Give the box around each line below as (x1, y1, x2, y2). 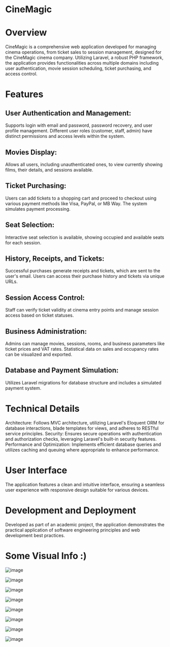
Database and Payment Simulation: (5, 366, 119, 375)
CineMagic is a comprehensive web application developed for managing (5, 44, 156, 50)
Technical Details (5, 403, 80, 414)
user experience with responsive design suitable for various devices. (5, 487, 149, 493)
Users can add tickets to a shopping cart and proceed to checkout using (5, 195, 157, 201)
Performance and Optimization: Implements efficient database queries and (5, 441, 161, 447)
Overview (5, 27, 47, 39)
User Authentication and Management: (5, 108, 131, 118)
